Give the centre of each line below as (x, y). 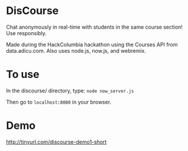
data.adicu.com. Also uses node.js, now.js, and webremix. (76, 50)
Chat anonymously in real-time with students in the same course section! (95, 27)
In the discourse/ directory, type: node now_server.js (70, 90)
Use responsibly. (26, 33)
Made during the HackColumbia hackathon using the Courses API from (92, 44)
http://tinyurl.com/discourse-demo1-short (56, 142)
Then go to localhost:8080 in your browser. (59, 102)
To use (23, 75)
